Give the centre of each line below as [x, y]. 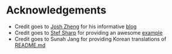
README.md [30, 45]
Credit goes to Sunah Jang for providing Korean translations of [90, 39]
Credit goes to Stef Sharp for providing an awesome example [89, 32]
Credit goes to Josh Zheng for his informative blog [75, 26]
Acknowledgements [56, 10]
